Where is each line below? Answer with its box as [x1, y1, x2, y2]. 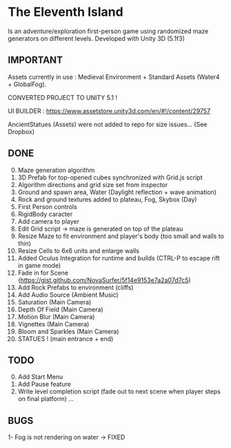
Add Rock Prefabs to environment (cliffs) [17, 283, 134, 291]
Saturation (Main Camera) [17, 298, 92, 306]
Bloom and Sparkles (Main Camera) [17, 327, 119, 335]
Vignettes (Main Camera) [17, 320, 90, 328]
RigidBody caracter [17, 210, 73, 218]
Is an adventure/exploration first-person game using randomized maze [8, 27, 209, 35]
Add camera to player [17, 217, 80, 225]
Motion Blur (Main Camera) [17, 312, 95, 321]
